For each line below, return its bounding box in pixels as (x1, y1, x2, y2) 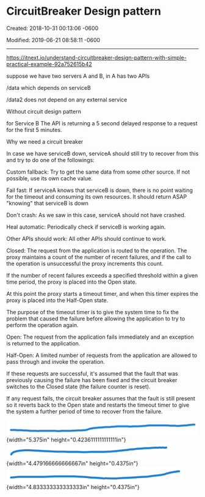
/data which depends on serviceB (6, 84, 92, 91)
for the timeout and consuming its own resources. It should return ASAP (6, 193, 187, 200)
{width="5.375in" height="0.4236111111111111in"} (6, 436, 126, 443)
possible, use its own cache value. (6, 174, 93, 182)
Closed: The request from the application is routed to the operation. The (6, 246, 187, 254)
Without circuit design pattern (6, 108, 81, 115)
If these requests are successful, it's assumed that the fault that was (6, 370, 178, 377)
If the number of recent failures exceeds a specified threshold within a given (6, 271, 198, 279)
